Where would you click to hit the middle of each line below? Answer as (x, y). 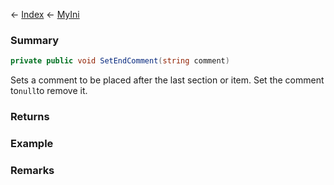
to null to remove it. (49, 91)
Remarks (32, 170)
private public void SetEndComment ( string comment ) (120, 61)
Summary (35, 40)
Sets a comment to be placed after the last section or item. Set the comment (167, 80)
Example (32, 144)
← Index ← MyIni (45, 14)
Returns (30, 117)
